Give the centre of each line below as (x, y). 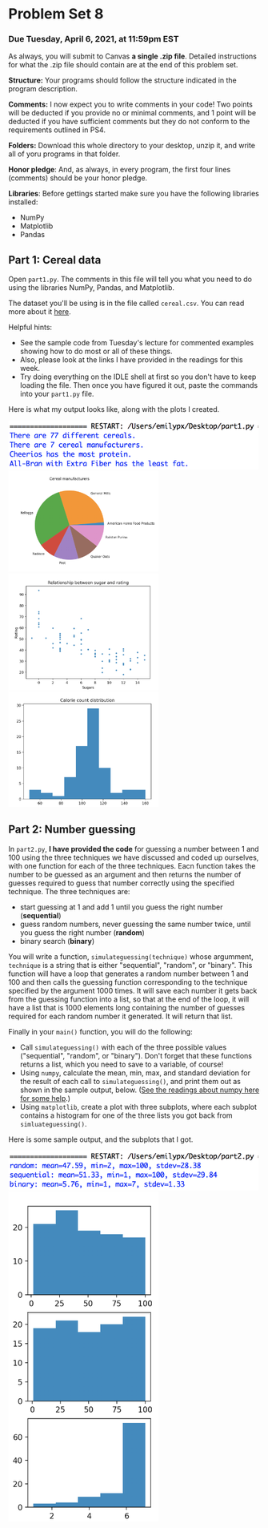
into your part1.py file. (57, 394)
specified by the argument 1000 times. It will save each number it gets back (133, 990)
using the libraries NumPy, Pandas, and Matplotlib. (91, 288)
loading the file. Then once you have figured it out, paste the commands (139, 385)
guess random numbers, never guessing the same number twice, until (135, 924)
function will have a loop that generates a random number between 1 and (129, 974)
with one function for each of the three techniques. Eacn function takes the (132, 865)
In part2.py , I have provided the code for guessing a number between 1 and (134, 849)
